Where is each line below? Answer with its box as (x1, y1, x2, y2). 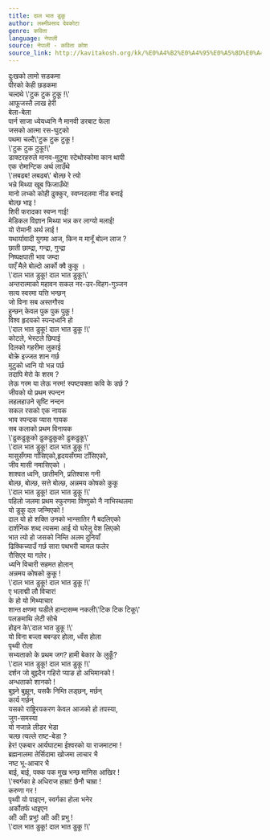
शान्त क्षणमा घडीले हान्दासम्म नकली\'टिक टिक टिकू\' (8, 604, 141, 614)
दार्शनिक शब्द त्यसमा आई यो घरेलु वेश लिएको (8, 523, 121, 533)
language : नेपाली (8, 34, 58, 43)
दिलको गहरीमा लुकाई (8, 342, 61, 352)
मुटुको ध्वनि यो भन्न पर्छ (8, 361, 64, 370)
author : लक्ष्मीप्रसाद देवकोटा (8, 19, 80, 27)
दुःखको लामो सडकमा (8, 72, 61, 80)
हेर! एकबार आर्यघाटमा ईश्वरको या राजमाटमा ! (8, 740, 122, 750)
